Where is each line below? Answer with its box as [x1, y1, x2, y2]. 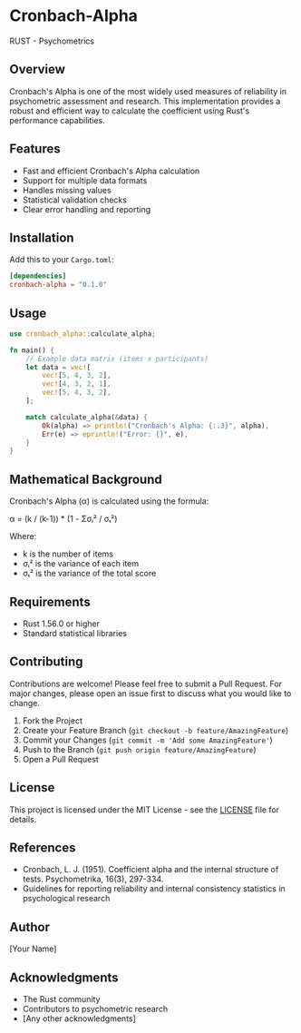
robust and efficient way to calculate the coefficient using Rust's [9, 105, 250, 116]
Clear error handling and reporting [22, 203, 151, 214]
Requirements [9, 594, 91, 609]
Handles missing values [22, 184, 112, 195]
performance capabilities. [9, 114, 106, 125]
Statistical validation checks [22, 194, 127, 205]
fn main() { [9, 346, 54, 355]
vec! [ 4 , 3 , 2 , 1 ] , [42, 379, 112, 389]
